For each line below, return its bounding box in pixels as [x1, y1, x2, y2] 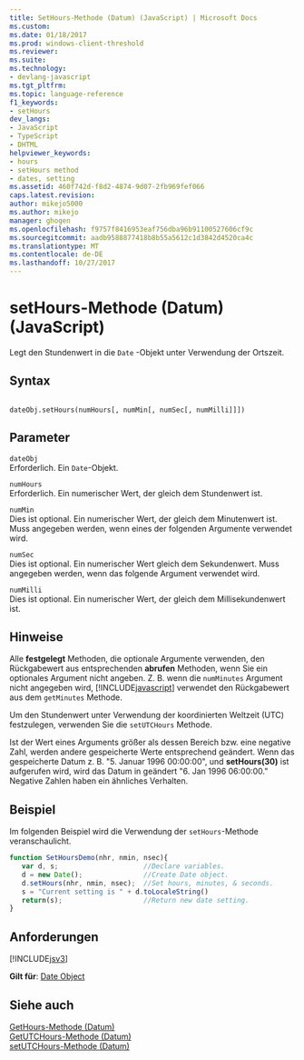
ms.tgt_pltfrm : [9, 81, 67, 90]
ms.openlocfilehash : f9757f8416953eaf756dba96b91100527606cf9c [9, 225, 254, 234]
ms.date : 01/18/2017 [9, 30, 88, 39]
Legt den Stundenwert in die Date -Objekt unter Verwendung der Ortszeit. [9, 346, 285, 357]
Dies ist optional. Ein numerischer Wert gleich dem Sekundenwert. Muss [9, 558, 279, 569]
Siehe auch [9, 997, 74, 1013]
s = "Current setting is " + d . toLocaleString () [21, 887, 209, 896]
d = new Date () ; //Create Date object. [21, 870, 230, 879]
